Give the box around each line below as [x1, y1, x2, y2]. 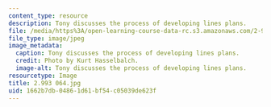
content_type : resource [8, 11, 89, 20]
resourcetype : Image [8, 72, 78, 80]
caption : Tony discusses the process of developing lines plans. [15, 49, 240, 57]
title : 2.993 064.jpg [8, 79, 81, 87]
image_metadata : [8, 42, 63, 50]
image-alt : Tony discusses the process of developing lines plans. [15, 64, 248, 72]
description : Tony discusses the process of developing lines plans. [8, 19, 248, 27]
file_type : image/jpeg [8, 34, 85, 43]
